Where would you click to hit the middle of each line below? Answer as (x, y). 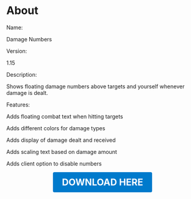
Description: (22, 74)
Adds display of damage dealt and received (61, 140)
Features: (18, 105)
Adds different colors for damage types (56, 128)
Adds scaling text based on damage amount (62, 152)
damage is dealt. (27, 93)
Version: (17, 51)
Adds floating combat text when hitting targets (65, 116)
